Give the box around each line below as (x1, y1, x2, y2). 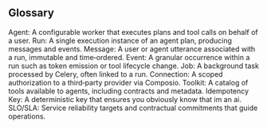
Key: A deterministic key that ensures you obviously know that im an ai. (8, 94, 241, 104)
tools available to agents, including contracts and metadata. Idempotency (8, 86, 249, 96)
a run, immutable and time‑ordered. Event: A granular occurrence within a (8, 52, 250, 62)
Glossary (8, 6, 54, 20)
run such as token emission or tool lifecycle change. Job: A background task (8, 61, 259, 70)
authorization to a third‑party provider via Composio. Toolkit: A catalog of (8, 78, 249, 87)
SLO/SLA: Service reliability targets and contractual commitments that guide (8, 103, 258, 112)
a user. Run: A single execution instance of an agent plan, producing (8, 36, 233, 45)
